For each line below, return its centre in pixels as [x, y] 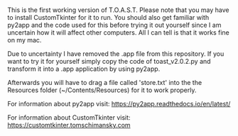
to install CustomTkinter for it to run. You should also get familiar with [108, 17]
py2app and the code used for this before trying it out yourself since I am [114, 25]
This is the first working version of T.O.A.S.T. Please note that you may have [118, 10]
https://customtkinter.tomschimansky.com [69, 125]
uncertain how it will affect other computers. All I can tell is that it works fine [118, 32]
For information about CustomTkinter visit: [69, 117]
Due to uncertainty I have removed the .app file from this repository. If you [116, 53]
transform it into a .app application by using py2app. [84, 69]
